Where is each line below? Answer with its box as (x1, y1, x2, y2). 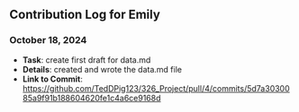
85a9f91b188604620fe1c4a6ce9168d (22, 92, 161, 103)
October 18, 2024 (9, 34, 87, 47)
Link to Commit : (22, 73, 84, 84)
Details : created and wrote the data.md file (22, 64, 183, 74)
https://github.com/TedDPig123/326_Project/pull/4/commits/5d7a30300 (22, 82, 290, 93)
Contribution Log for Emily (9, 7, 160, 22)
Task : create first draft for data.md (22, 54, 151, 65)
